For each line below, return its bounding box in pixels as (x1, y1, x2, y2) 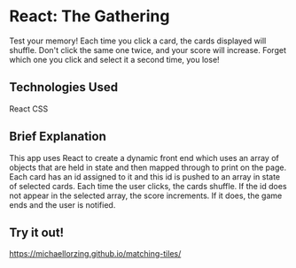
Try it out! (9, 225, 65, 240)
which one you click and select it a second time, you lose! (9, 54, 220, 65)
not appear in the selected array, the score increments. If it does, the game (9, 190, 283, 201)
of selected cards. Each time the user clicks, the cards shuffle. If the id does (9, 180, 287, 191)
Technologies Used (9, 80, 118, 95)
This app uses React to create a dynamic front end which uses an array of (9, 152, 279, 163)
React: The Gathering (9, 6, 170, 27)
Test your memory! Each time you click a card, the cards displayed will (9, 35, 267, 46)
